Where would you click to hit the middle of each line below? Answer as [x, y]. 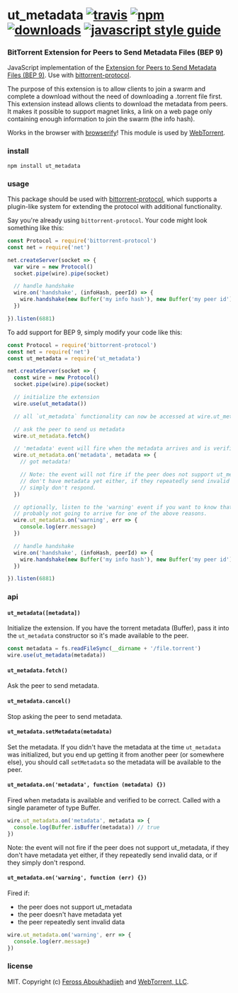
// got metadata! [46, 462]
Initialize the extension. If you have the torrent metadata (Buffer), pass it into [118, 628]
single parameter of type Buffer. [54, 808]
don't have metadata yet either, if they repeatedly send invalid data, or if [112, 855]
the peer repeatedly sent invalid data [71, 921]
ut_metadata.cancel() [39, 701]
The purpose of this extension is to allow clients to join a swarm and [107, 89]
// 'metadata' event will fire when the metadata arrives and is [112, 449]
